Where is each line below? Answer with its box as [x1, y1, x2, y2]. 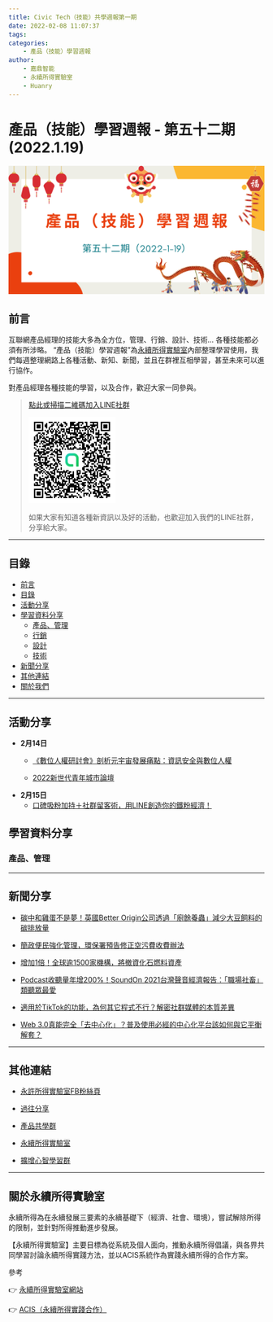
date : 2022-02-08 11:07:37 [8, 21, 100, 30]
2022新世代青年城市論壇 [32, 773, 115, 782]
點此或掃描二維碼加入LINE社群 [28, 400, 130, 410]
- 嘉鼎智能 [23, 65, 55, 73]
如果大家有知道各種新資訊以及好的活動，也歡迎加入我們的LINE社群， [28, 513, 258, 523]
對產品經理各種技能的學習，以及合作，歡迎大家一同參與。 [8, 383, 201, 392]
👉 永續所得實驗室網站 [8, 1285, 84, 1294]
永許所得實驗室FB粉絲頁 [19, 1087, 102, 1097]
